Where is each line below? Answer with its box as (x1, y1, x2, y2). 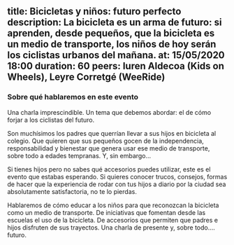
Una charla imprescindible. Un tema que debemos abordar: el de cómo (7, 108, 212, 116)
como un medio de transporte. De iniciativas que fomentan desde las (7, 208, 206, 216)
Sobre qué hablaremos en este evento (7, 92, 138, 102)
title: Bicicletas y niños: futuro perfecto (7, 6, 182, 17)
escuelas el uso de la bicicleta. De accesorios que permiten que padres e (7, 216, 219, 224)
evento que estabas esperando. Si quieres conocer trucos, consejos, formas (7, 172, 228, 181)
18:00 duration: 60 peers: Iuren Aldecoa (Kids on (7, 60, 225, 72)
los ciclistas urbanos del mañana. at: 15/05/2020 (7, 49, 225, 62)
